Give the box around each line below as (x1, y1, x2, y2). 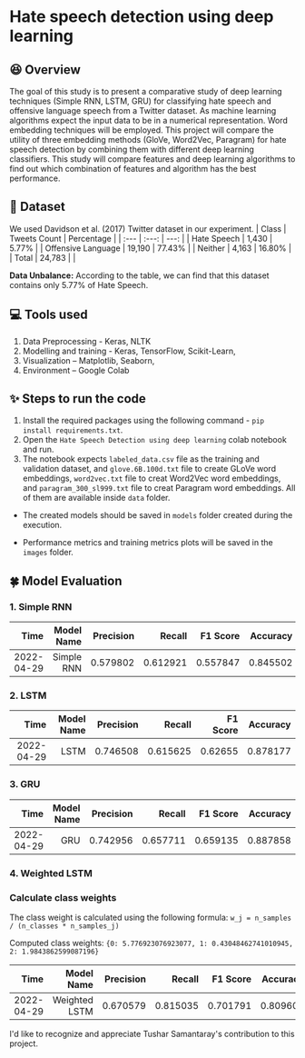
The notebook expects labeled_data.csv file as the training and (22, 454, 261, 464)
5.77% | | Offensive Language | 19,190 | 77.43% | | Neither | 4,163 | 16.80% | (9, 243, 292, 254)
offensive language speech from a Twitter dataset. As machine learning (9, 105, 277, 115)
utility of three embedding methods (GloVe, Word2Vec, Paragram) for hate (9, 135, 287, 145)
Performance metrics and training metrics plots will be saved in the (22, 537, 274, 548)
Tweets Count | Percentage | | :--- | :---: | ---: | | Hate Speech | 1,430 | (9, 233, 273, 244)
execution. (22, 520, 63, 531)
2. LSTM (9, 689, 47, 702)
